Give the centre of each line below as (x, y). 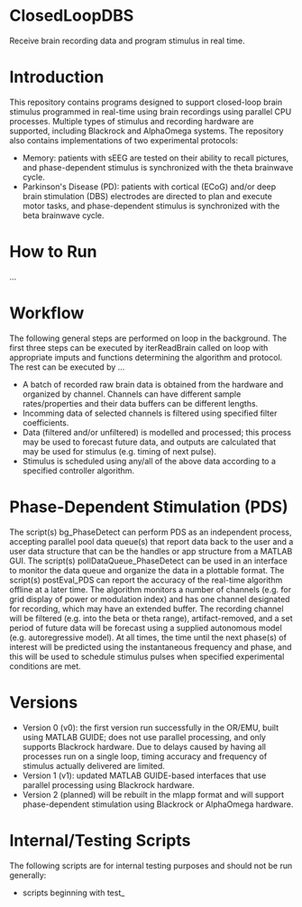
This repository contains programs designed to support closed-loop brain (146, 102)
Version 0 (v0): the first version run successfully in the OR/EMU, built (151, 728)
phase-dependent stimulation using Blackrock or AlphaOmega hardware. (158, 804)
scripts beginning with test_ (73, 893)
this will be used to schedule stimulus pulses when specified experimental (147, 656)
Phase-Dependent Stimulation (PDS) (149, 507)
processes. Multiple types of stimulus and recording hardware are (132, 121)
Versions (44, 702)
